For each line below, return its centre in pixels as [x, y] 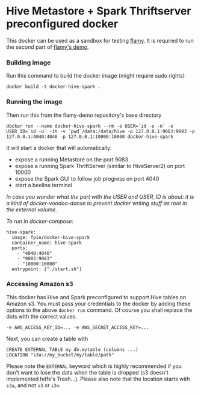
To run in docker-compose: [40, 221]
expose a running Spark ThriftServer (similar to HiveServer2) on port [100, 166]
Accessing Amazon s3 [40, 284]
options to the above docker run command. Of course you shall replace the [99, 310]
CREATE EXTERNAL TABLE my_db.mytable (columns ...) [72, 350]
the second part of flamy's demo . [48, 47]
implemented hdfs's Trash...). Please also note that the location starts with [98, 379]
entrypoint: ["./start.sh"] [47, 269]
